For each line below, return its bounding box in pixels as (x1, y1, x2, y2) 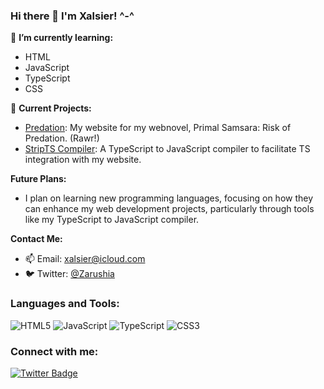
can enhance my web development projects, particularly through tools (24, 203, 315, 215)
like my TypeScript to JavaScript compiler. (24, 214, 200, 226)
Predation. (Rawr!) (24, 132, 100, 144)
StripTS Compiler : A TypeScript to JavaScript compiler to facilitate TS (24, 143, 311, 155)
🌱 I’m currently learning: (10, 32, 114, 44)
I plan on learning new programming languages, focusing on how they (24, 192, 314, 204)
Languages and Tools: (10, 297, 120, 311)
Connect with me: (10, 344, 99, 358)
